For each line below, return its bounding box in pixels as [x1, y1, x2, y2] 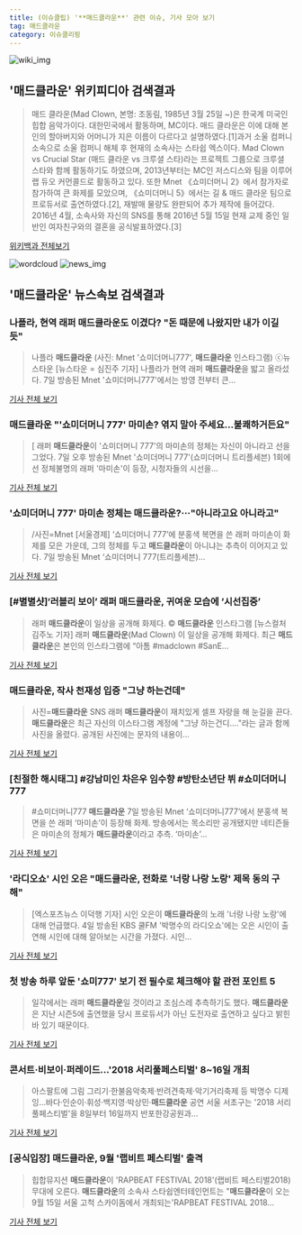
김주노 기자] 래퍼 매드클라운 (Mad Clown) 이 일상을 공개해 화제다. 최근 [31, 628, 277, 640]
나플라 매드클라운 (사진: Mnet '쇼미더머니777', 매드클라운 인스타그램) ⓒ [31, 352, 283, 362]
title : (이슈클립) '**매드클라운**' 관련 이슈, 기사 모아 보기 [9, 13, 216, 23]
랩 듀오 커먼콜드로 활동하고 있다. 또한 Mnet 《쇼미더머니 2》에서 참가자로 [31, 177, 289, 188]
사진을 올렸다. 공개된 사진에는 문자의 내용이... [31, 729, 191, 740]
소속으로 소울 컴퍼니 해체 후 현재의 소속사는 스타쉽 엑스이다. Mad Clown [31, 142, 285, 153]
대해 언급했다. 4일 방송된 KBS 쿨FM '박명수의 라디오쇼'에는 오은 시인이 [31, 919, 280, 930]
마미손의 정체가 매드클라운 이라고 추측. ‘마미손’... [40, 828, 209, 839]
